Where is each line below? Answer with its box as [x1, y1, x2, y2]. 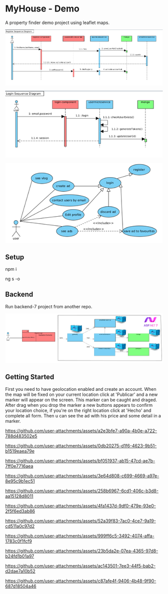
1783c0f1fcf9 [5, 538, 32, 544]
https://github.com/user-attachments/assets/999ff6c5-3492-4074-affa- [5, 532, 154, 538]
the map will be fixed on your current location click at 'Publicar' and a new [5, 391, 158, 397]
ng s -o [5, 276, 20, 282]
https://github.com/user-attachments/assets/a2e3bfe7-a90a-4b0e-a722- [5, 427, 157, 433]
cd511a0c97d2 [5, 523, 35, 529]
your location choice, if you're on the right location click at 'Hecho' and [5, 407, 151, 413]
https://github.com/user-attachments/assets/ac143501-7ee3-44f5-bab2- [5, 562, 156, 568]
